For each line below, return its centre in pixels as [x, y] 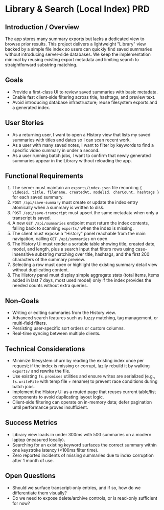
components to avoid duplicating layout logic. [58, 397]
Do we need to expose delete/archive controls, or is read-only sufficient [85, 498]
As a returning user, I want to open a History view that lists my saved [81, 134]
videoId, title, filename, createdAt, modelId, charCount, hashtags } [86, 192]
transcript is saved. [32, 218]
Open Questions [30, 476]
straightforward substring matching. [41, 65]
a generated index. [31, 107]
